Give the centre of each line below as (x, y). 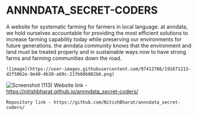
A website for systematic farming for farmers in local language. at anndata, (97, 27)
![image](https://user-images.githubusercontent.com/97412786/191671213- (99, 69)
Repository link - (29, 102)
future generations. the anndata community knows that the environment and (99, 46)
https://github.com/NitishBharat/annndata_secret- (117, 102)
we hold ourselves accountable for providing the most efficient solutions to (97, 33)
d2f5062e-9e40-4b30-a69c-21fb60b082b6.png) (60, 74)
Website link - (70, 85)
